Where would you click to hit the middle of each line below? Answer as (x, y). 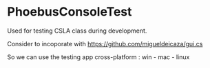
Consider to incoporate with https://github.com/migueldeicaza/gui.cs (105, 44)
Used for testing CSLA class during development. (77, 31)
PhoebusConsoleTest (70, 12)
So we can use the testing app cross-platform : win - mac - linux (98, 57)
